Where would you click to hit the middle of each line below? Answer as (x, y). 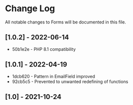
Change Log (30, 9)
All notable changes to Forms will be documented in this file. (66, 22)
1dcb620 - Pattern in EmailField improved (54, 76)
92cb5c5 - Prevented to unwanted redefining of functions (70, 82)
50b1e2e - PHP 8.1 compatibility (44, 49)
